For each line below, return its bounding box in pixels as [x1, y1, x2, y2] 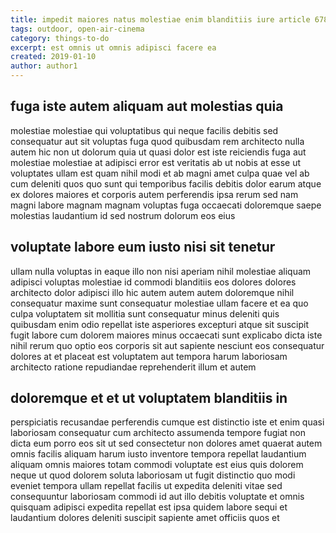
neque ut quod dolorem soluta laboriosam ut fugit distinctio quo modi [10, 469, 296, 481]
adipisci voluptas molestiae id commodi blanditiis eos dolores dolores [10, 276, 297, 288]
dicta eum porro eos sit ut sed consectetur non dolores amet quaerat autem [10, 437, 323, 450]
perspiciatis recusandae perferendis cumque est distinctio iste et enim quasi [10, 416, 325, 428]
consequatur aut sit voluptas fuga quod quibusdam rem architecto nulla [10, 135, 305, 147]
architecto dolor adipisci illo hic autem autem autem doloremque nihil [10, 286, 295, 298]
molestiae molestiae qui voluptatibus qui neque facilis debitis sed [10, 124, 279, 136]
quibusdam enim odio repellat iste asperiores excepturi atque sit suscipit [10, 318, 309, 330]
